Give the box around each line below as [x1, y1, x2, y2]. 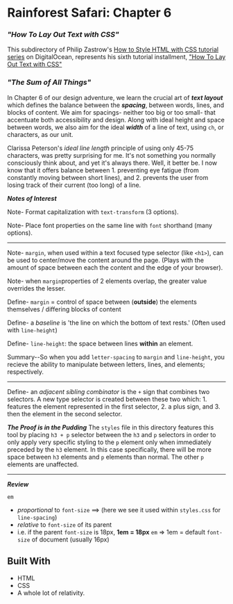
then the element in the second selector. [7, 409, 123, 418]
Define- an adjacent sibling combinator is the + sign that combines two [7, 387, 210, 395]
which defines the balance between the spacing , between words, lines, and [7, 101, 224, 109]
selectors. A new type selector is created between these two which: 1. [7, 395, 207, 403]
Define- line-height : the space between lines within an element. [7, 339, 193, 348]
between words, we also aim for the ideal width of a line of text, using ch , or [7, 123, 224, 131]
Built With [7, 555, 51, 567]
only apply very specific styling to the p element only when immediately [7, 438, 212, 446]
